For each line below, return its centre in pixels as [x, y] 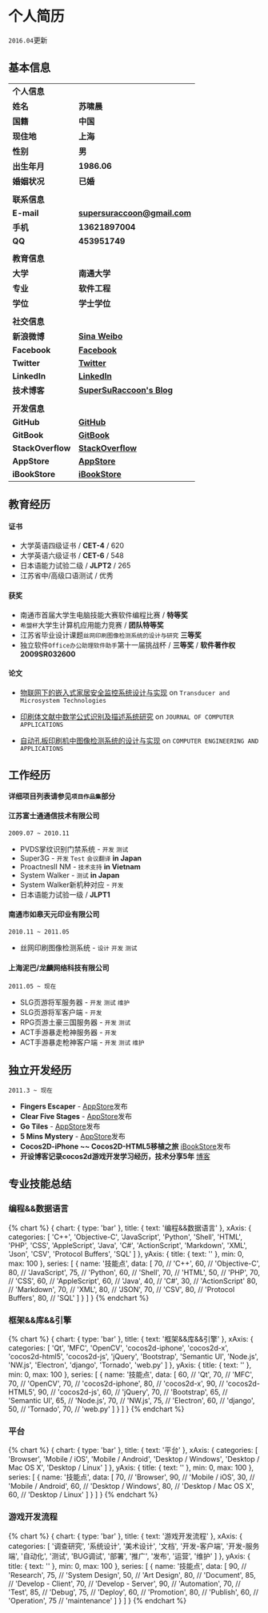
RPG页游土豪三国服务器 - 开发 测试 [75, 1022]
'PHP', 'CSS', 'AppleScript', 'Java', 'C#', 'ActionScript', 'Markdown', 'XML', [128, 1245]
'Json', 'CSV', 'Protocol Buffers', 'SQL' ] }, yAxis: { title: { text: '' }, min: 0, [126, 1254]
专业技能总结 [40, 1184]
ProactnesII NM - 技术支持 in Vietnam [80, 866]
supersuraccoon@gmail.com [135, 213]
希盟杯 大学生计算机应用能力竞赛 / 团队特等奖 [92, 624]
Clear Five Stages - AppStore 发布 [76, 1116]
